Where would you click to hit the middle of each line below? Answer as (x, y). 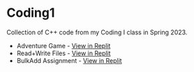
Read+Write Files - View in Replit (64, 53)
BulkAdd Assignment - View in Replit (69, 60)
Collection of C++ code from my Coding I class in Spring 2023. (97, 32)
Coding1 (31, 13)
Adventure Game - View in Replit (64, 45)
